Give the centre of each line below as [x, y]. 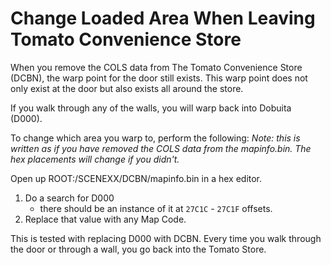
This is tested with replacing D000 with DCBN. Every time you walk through [166, 238]
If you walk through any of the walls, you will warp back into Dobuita [151, 108]
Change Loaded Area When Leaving [163, 18]
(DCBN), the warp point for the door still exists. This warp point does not [159, 78]
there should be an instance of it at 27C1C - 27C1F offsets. [156, 208]
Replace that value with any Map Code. [105, 219]
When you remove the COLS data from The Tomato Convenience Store [156, 67]
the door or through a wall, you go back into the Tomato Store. [138, 249]
